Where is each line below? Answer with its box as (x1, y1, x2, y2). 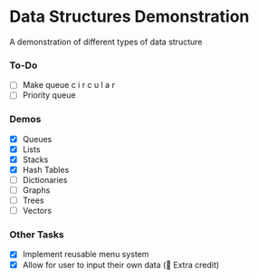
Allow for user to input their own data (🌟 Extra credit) (22, 259, 220, 270)
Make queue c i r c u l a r (22, 80, 116, 91)
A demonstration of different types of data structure (9, 36, 203, 47)
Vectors (22, 206, 53, 216)
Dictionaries (22, 174, 68, 185)
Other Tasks (9, 228, 65, 241)
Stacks (22, 154, 49, 165)
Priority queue (22, 90, 76, 101)
